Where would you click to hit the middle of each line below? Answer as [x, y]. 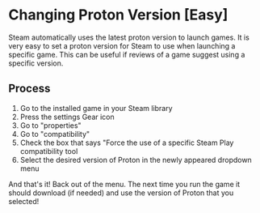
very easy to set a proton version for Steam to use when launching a [122, 45]
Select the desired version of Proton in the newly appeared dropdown [136, 160]
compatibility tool [49, 151]
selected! [24, 201]
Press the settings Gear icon [67, 117]
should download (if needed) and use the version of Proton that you [121, 193]
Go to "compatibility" [55, 134]
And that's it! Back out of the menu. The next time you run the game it [124, 184]
